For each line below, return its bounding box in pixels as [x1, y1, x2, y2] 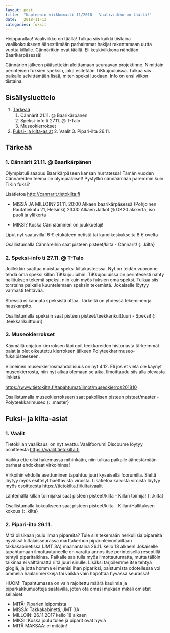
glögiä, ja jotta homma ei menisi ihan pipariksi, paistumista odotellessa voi [5, 565, 161, 571]
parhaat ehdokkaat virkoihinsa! [5, 462, 70, 468]
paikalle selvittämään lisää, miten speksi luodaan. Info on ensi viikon [5, 73, 148, 79]
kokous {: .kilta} [5, 508, 38, 514]
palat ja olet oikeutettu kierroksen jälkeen [5, 348, 92, 354]
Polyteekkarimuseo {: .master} [5, 399, 69, 405]
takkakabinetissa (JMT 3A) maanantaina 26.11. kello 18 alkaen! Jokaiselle [5, 543, 158, 550]
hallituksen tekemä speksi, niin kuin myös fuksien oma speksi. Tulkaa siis [5, 277, 159, 283]
